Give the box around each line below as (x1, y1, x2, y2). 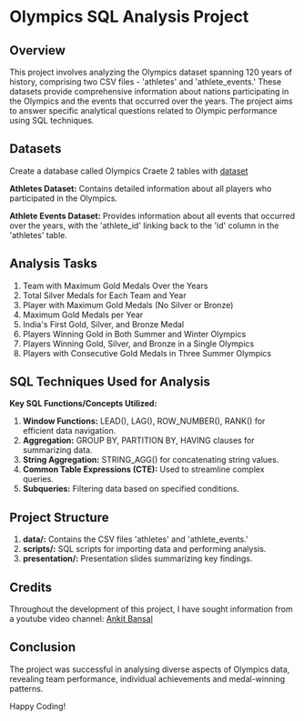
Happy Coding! (9, 700, 66, 711)
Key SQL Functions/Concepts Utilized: (9, 398, 157, 409)
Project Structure (9, 509, 109, 525)
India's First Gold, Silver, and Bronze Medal (22, 318, 185, 329)
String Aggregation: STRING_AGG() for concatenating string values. (22, 455, 279, 466)
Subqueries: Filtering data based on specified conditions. (22, 484, 239, 495)
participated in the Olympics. (9, 193, 118, 204)
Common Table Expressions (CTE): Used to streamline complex (22, 464, 266, 475)
